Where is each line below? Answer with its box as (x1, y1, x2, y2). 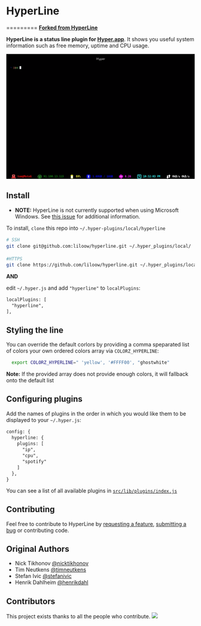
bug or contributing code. (6, 527, 69, 534)
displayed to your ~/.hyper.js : (6, 416, 82, 423)
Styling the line (6, 325, 64, 335)
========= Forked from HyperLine (6, 24, 98, 31)
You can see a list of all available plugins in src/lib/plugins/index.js (6, 487, 178, 494)
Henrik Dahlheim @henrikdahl (14, 579, 89, 586)
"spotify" (22, 458, 47, 464)
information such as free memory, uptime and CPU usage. (6, 42, 150, 49)
